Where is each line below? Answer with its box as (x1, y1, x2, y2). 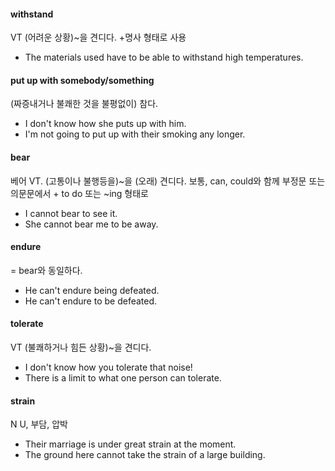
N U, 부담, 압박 (10, 418, 68, 430)
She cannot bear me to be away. (24, 218, 159, 230)
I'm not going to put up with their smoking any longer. (24, 128, 246, 140)
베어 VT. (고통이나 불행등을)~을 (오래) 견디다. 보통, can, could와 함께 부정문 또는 (10, 175, 326, 187)
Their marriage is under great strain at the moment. (24, 438, 237, 450)
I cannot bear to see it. (24, 207, 118, 219)
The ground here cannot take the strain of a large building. (24, 449, 266, 461)
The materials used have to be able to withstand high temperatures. (24, 51, 304, 64)
